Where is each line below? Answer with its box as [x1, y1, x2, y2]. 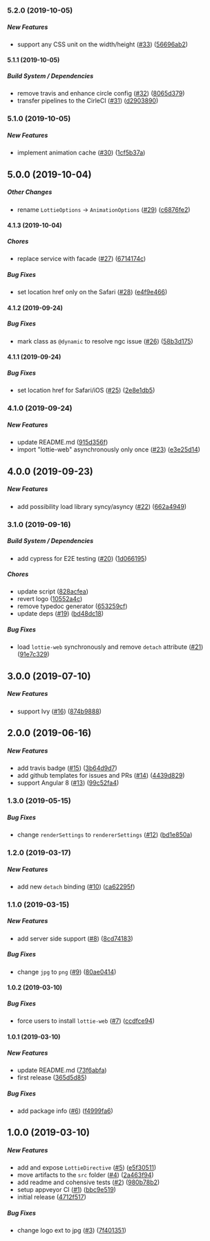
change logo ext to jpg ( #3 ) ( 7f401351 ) [17, 1226, 126, 1235]
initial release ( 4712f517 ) [17, 1193, 86, 1202]
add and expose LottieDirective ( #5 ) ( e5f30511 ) [17, 1163, 157, 1172]
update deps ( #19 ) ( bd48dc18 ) [17, 609, 104, 618]
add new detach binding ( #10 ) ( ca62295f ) [17, 882, 135, 891]
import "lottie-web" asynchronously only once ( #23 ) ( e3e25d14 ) [17, 445, 200, 454]
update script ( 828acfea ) [17, 587, 88, 596]
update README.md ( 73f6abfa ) [17, 1066, 107, 1074]
